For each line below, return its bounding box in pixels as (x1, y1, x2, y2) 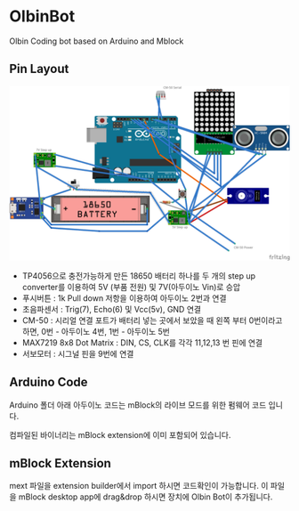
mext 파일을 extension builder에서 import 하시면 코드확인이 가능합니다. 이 (9, 481, 269, 491)
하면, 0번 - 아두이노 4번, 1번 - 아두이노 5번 (21, 326, 171, 337)
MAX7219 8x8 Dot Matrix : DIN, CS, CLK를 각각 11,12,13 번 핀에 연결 (21, 337, 263, 348)
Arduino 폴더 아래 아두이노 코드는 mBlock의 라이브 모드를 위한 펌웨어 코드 (9, 399, 267, 410)
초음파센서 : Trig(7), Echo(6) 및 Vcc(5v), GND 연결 (21, 304, 202, 314)
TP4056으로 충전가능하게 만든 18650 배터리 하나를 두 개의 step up (21, 270, 256, 281)
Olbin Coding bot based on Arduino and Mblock (9, 36, 184, 46)
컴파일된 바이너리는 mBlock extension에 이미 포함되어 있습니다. (9, 429, 231, 440)
